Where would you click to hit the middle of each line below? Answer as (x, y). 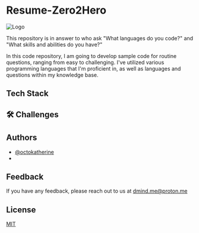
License (21, 210)
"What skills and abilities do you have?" (54, 44)
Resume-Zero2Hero (56, 10)
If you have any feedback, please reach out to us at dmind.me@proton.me (97, 191)
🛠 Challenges (32, 114)
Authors (22, 138)
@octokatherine (34, 152)
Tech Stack (27, 93)
